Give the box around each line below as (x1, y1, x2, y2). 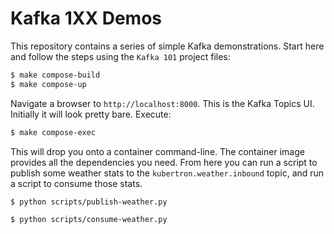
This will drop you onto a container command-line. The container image (10, 145, 305, 157)
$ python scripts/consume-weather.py (10, 215, 168, 225)
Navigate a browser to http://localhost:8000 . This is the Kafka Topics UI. (10, 97, 315, 109)
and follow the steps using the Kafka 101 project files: (10, 50, 231, 62)
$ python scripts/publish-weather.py (10, 197, 168, 207)
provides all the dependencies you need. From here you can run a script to (10, 156, 318, 168)
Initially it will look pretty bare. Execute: (10, 108, 172, 120)
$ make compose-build (10, 70, 101, 80)
